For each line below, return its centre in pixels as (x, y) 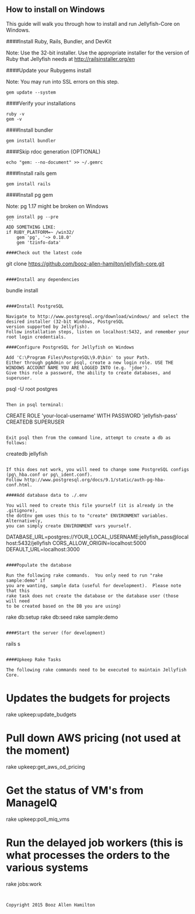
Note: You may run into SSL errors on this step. (62, 81)
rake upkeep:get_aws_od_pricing (46, 766)
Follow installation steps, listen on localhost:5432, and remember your (98, 332)
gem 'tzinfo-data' (39, 243)
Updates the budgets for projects (88, 698)
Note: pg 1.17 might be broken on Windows (57, 206)
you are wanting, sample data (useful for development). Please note (94, 585)
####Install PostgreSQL (35, 306)
